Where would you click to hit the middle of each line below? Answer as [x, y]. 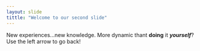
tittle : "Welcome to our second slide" [57, 18]
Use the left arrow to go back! [43, 41]
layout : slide [24, 12]
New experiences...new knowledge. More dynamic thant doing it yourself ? [100, 35]
